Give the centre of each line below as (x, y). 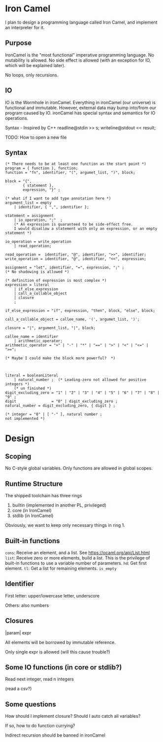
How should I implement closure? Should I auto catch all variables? (73, 716)
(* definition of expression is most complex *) (56, 281)
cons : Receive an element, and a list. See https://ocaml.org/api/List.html (78, 553)
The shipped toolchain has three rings (44, 496)
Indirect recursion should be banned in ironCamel (55, 735)
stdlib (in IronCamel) (33, 516)
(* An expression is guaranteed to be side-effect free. (74, 224)
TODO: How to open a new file (36, 137)
